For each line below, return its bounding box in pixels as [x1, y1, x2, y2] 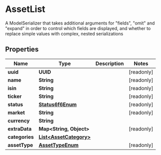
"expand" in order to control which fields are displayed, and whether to [5, 25, 151, 31]
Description [95, 60, 124, 67]
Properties [5, 45, 39, 53]
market [7, 109, 25, 116]
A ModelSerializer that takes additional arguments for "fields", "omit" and [5, 20, 155, 26]
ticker [7, 92, 22, 99]
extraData [7, 125, 32, 132]
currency [7, 117, 30, 124]
